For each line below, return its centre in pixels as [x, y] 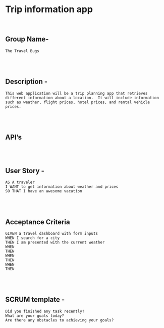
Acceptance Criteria [38, 222]
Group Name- [27, 39]
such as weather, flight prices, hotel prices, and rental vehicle [78, 102]
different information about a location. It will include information [82, 98]
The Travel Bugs [22, 51]
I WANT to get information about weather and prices [62, 187]
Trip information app [49, 9]
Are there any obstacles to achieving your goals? [60, 320]
